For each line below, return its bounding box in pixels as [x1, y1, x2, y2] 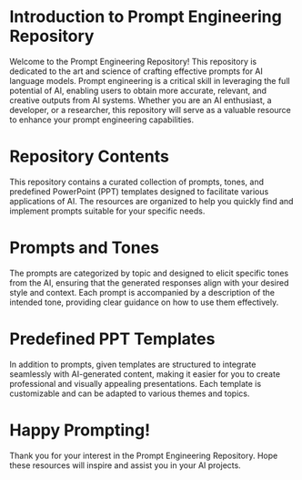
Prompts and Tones [9, 237, 160, 258]
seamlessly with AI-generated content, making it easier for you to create [9, 368, 280, 380]
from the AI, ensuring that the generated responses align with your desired [9, 277, 289, 288]
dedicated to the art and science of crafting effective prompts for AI [9, 66, 264, 77]
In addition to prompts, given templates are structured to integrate [9, 359, 257, 370]
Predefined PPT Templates [9, 329, 216, 349]
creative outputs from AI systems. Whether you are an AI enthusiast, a [9, 94, 272, 106]
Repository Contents [9, 146, 170, 167]
